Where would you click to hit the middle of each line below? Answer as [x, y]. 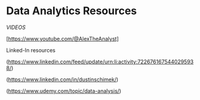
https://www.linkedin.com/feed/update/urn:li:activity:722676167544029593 [101, 62]
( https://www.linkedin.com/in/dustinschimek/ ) [62, 79]
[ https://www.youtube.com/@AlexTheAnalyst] [62, 38]
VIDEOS [16, 27]
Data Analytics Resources [71, 11]
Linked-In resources [31, 50]
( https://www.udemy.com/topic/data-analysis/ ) [64, 91]
